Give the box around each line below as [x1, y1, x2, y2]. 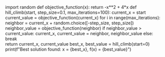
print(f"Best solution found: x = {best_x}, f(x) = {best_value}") [5, 47, 131, 52]
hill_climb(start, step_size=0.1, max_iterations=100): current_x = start [5, 9, 146, 15]
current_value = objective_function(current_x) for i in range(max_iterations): [5, 15, 161, 20]
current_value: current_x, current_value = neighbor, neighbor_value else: [5, 31, 153, 36]
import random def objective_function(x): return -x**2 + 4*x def [5, 4, 137, 10]
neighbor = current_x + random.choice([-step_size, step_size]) [5, 20, 134, 26]
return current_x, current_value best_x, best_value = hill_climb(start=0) [5, 41, 150, 47]
